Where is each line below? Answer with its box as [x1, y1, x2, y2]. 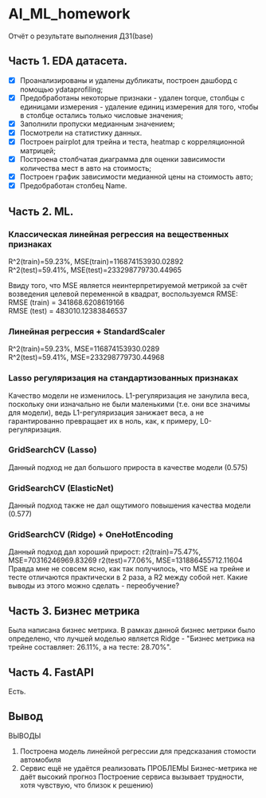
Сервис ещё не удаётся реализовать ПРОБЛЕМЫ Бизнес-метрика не [19, 763, 257, 772]
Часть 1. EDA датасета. [8, 54, 127, 68]
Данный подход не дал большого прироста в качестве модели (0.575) [8, 462, 248, 472]
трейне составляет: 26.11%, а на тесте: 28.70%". [8, 642, 172, 652]
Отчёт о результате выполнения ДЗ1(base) [8, 31, 154, 41]
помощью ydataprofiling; [19, 85, 104, 94]
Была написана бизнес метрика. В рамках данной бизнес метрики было [8, 626, 256, 635]
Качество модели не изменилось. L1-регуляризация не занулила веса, [8, 390, 249, 400]
